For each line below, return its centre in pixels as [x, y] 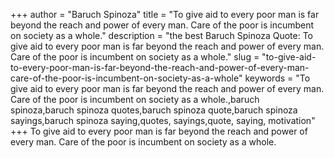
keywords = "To [277, 78]
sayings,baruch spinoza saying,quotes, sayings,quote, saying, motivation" [163, 120]
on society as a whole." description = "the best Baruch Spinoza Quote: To [162, 35]
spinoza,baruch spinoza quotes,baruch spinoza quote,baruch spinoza [154, 110]
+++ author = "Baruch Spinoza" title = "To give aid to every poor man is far [165, 14]
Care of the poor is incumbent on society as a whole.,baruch [135, 99]
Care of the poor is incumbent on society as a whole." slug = [135, 57]
